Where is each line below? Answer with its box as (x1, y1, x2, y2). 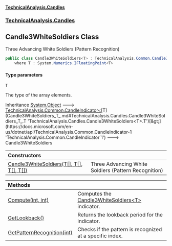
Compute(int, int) (8, 196, 49, 204)
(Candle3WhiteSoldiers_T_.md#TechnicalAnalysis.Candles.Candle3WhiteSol (5, 113, 165, 119)
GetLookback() (8, 214, 45, 222)
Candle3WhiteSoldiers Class (5, 32, 99, 41)
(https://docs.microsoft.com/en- (5, 124, 73, 130)
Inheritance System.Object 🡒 (5, 102, 75, 108)
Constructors (8, 152, 41, 159)
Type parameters (5, 71, 43, 78)
